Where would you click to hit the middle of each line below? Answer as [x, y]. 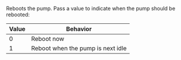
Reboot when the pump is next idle [79, 48]
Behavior [79, 29]
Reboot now [48, 39]
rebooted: [18, 15]
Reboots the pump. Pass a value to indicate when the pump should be [91, 8]
